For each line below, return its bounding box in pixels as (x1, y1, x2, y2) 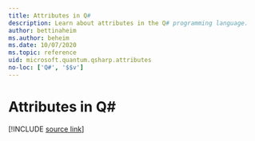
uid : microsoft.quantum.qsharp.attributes (8, 57, 152, 65)
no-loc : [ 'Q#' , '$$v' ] (8, 64, 84, 72)
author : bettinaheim (8, 26, 78, 34)
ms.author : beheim (8, 33, 70, 42)
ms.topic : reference (8, 49, 78, 57)
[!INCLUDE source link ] (8, 124, 85, 134)
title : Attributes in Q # (8, 11, 91, 20)
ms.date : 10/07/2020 (8, 41, 78, 49)
